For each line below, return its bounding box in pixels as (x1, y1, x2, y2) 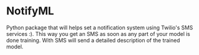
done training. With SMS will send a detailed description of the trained (6, 36, 180, 44)
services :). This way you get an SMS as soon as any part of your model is (6, 30, 191, 37)
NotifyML (6, 4, 54, 18)
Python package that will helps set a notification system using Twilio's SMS (6, 24, 193, 31)
